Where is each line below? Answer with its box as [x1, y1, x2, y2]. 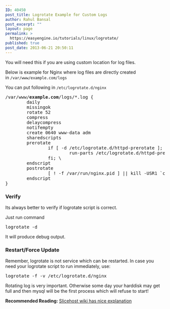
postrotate [26, 165, 54, 171]
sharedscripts [26, 135, 62, 140]
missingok [26, 104, 51, 110]
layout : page [5, 26, 33, 32]
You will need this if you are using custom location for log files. [5, 59, 136, 65]
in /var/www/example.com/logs [5, 74, 67, 80]
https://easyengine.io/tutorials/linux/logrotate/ [10, 36, 119, 41]
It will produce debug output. [5, 233, 66, 239]
